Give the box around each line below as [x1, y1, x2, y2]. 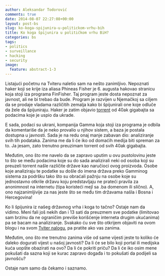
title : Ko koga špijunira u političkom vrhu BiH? [5, 30, 109, 35]
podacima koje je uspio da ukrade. [5, 112, 75, 118]
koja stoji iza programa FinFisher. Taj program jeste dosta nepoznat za [5, 91, 147, 97]
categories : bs [5, 35, 36, 40]
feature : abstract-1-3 [9, 67, 56, 72]
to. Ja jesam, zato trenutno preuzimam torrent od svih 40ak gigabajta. [5, 143, 147, 148]
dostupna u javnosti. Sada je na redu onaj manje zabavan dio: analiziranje [5, 132, 154, 138]
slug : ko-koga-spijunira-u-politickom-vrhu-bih [5, 26, 105, 31]
